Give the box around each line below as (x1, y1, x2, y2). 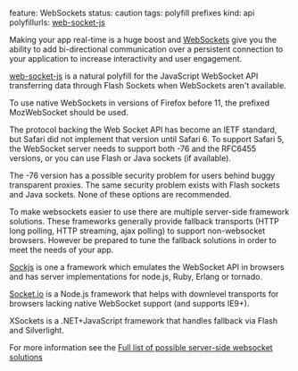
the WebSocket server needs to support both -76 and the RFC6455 (9, 143, 257, 154)
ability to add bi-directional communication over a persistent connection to (9, 44, 284, 55)
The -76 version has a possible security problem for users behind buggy (9, 170, 276, 181)
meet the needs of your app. (9, 245, 114, 255)
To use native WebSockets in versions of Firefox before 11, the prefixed (9, 97, 270, 108)
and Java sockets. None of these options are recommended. (9, 190, 232, 199)
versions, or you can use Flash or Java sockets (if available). (9, 153, 232, 164)
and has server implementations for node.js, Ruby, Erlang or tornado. (9, 272, 263, 282)
